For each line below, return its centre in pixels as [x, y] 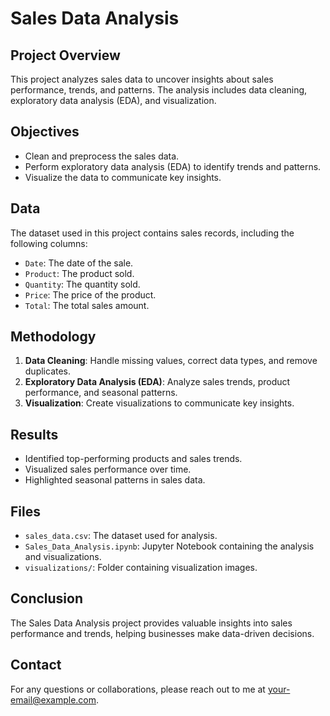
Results [34, 434]
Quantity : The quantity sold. [82, 284]
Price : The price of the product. [90, 294]
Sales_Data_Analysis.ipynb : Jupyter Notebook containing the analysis [169, 546]
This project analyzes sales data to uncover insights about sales [142, 79]
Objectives [45, 132]
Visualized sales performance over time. [108, 469]
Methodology [53, 337]
